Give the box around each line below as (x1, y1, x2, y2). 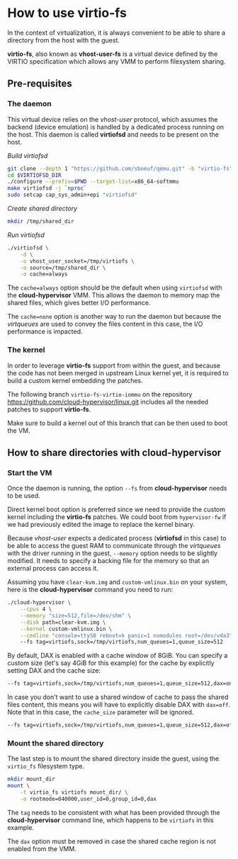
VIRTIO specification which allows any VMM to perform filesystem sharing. (7, 57, 226, 65)
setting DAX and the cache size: (7, 666, 101, 675)
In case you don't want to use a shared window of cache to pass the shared (7, 693, 229, 702)
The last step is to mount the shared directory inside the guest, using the (7, 754, 220, 763)
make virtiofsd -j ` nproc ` (7, 185, 87, 192)
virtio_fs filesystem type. (7, 762, 85, 770)
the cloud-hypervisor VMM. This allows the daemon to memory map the (7, 291, 220, 300)
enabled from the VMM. (7, 844, 76, 853)
